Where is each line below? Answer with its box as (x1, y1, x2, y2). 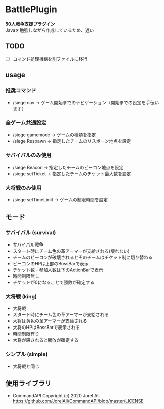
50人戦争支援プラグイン (5, 21, 55, 27)
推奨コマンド (5, 87, 37, 94)
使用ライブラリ (5, 379, 52, 388)
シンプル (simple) (5, 351, 48, 358)
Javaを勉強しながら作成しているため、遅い (5, 27, 94, 33)
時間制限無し (12, 273, 39, 279)
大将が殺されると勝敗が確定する (12, 337, 79, 343)
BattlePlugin (5, 4, 58, 15)
